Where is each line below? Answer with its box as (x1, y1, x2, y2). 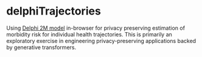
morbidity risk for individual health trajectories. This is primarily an (6, 30, 172, 38)
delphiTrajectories (6, 4, 102, 18)
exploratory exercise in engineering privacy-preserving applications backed (6, 37, 197, 44)
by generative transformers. (6, 44, 77, 51)
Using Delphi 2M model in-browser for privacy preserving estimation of (6, 24, 186, 32)
